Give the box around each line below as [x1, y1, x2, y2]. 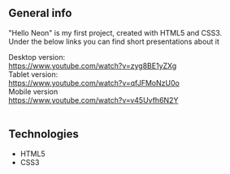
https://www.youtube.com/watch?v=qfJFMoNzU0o [8, 78, 180, 87]
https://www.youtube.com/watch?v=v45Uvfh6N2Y [8, 95, 179, 104]
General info [8, 6, 72, 20]
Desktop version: [8, 52, 66, 62]
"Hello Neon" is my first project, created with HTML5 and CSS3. [8, 28, 222, 37]
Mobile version [8, 87, 59, 96]
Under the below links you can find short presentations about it [8, 36, 219, 46]
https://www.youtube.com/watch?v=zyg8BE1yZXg [8, 61, 177, 70]
